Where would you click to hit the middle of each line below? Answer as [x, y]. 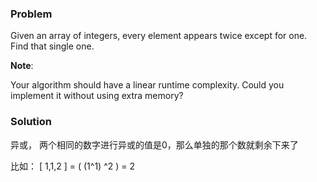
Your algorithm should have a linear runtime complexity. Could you [147, 85]
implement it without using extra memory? [97, 96]
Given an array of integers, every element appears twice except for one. [159, 36]
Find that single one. [52, 46]
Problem [31, 14]
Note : [22, 66]
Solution [31, 122]
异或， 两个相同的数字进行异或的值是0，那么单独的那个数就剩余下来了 [154, 144]
